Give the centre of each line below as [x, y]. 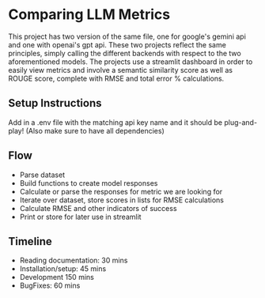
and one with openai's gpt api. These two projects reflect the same [117, 44]
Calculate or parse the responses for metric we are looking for [121, 191]
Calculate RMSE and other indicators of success [98, 208]
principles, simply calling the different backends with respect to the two [125, 53]
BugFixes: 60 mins [50, 285]
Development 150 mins [57, 277]
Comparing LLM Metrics [89, 15]
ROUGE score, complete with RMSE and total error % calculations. [116, 78]
